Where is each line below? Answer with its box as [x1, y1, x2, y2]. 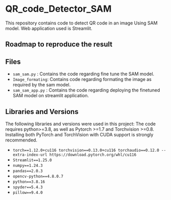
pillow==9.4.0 [12, 190, 43, 195]
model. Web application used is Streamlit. [5, 25, 93, 31]
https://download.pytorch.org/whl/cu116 [49, 152, 137, 157]
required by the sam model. [12, 82, 71, 88]
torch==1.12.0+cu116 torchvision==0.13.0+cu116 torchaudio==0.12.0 [12, 148, 159, 153]
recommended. [5, 137, 37, 143]
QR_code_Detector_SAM [5, 3, 112, 15]
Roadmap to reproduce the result [5, 40, 113, 49]
